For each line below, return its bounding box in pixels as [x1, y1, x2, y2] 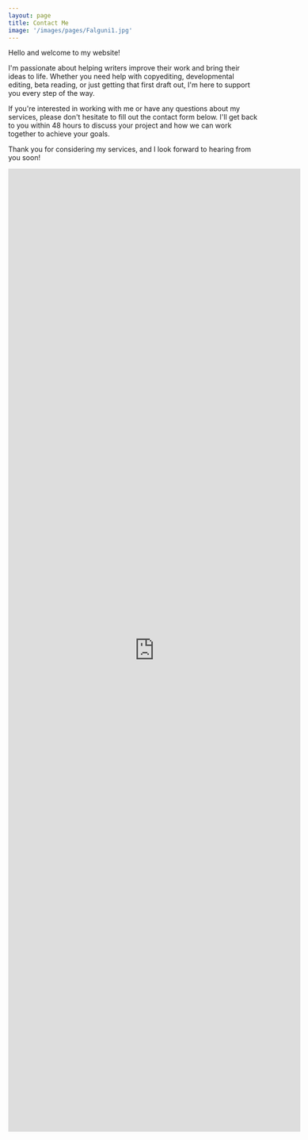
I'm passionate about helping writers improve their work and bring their [8, 63, 240, 73]
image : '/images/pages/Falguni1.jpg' [8, 26, 133, 34]
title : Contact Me [8, 19, 69, 27]
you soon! [8, 153, 41, 162]
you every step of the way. [8, 89, 95, 98]
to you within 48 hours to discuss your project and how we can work [8, 120, 232, 131]
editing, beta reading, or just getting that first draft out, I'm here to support [8, 80, 251, 90]
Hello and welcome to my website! [8, 48, 120, 58]
